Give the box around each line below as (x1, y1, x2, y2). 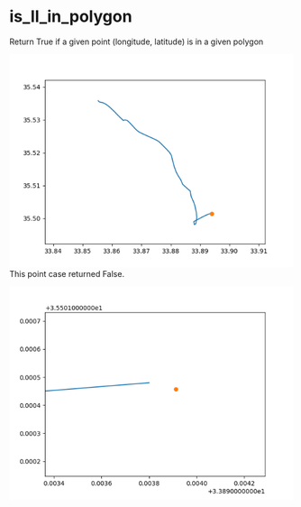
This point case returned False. (9, 268, 124, 279)
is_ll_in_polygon (9, 6, 132, 27)
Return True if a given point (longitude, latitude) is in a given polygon (9, 36, 264, 47)
